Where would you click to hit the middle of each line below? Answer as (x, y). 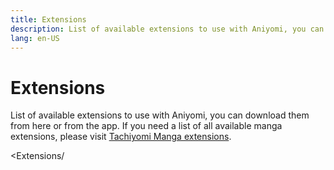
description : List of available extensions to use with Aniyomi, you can (167, 29)
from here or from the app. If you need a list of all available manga (146, 126)
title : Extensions (48, 19)
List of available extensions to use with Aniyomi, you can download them (160, 115)
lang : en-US (35, 38)
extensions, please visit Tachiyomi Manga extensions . (121, 137)
